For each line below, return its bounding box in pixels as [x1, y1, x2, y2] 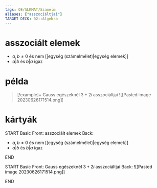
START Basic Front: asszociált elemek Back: [5, 130, 94, 136]
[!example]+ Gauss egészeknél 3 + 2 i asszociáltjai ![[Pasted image [17, 92, 151, 98]
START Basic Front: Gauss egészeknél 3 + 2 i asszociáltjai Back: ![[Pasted [5, 164, 153, 170]
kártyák [5, 114, 38, 125]
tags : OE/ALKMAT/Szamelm [5, 7, 56, 12]
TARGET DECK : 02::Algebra [5, 16, 58, 21]
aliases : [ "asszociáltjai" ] [5, 12, 63, 17]
